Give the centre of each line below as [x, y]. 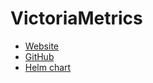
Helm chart [48, 67]
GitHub [39, 56]
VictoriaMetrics [76, 18]
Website [42, 46]
